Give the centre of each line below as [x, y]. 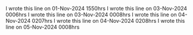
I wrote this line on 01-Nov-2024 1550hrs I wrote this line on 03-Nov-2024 [96, 8]
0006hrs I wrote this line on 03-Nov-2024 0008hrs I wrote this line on [91, 15]
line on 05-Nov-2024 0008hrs [43, 27]
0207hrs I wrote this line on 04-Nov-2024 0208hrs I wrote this [108, 21]
